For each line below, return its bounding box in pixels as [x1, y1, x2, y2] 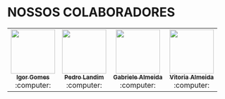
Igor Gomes [16, 73, 50, 81]
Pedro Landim [64, 73, 104, 81]
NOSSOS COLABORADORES [7, 4, 176, 21]
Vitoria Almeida [169, 73, 214, 81]
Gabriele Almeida [113, 73, 163, 81]
